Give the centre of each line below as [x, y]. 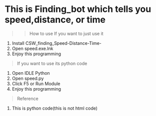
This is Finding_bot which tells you [78, 9]
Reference [27, 99]
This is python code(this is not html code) [55, 108]
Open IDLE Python [31, 73]
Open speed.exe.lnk [32, 48]
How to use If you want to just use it [66, 33]
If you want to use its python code [52, 63]
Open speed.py [28, 78]
